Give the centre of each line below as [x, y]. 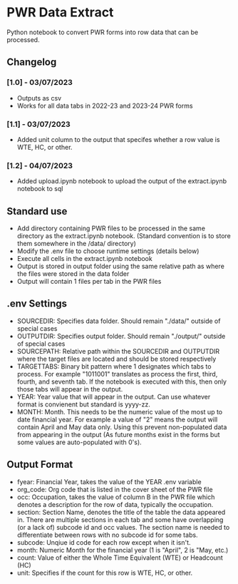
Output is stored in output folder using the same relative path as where [121, 266]
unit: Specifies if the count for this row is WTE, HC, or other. [105, 573]
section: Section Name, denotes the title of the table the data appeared [121, 512]
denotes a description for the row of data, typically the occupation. [115, 504]
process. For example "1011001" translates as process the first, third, [117, 374]
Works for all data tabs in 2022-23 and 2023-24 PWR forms [105, 106]
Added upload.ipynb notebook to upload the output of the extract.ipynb [122, 181]
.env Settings [37, 304]
